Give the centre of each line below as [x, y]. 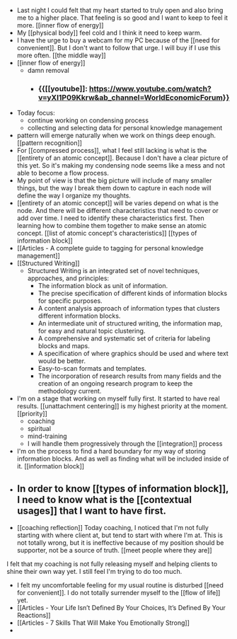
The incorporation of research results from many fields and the [130, 376]
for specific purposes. [70, 301]
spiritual [39, 429]
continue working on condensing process [88, 120]
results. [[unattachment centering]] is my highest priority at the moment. [122, 406]
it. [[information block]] [51, 466]
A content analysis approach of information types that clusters [129, 309]
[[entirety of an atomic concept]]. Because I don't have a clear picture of [122, 158]
